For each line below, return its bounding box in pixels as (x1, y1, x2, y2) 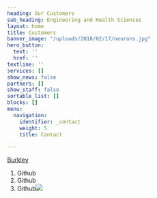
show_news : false (7, 73, 57, 81)
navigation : (13, 112, 48, 119)
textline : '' (7, 61, 44, 68)
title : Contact (19, 131, 63, 138)
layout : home (7, 23, 44, 29)
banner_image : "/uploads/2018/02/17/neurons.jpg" (7, 36, 152, 42)
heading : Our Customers (7, 10, 75, 17)
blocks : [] (7, 99, 38, 106)
